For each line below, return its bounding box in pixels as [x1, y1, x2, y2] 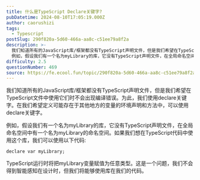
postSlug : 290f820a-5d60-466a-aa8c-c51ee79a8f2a [6, 36, 129, 42]
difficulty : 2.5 [6, 58, 46, 64]
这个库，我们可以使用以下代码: [11, 136, 86, 144]
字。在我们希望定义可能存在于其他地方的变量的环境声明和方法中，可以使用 [6, 102, 189, 109]
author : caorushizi [6, 20, 55, 26]
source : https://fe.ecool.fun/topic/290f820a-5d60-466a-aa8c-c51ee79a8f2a [6, 70, 196, 76]
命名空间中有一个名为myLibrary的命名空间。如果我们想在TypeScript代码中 [6, 129, 189, 136]
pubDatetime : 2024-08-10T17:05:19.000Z [6, 14, 105, 20]
